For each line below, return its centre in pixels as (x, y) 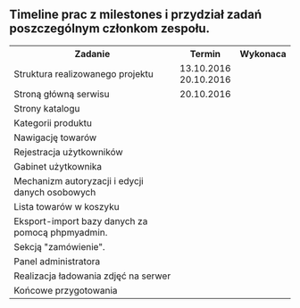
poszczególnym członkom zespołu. (109, 29)
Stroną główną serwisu (62, 94)
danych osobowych (55, 192)
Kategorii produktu (53, 122)
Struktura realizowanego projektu (84, 73)
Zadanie (92, 54)
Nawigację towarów (55, 137)
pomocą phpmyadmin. (61, 232)
